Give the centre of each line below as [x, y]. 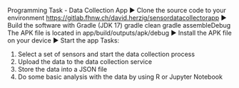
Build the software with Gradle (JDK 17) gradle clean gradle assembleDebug [119, 25]
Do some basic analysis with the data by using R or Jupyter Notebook [120, 77]
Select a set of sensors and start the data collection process [106, 54]
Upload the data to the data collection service [85, 62]
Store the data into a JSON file [62, 69]
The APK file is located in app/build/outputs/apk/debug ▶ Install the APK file [119, 33]
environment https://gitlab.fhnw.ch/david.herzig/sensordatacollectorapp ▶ [117, 18]
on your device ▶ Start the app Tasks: [63, 40]
